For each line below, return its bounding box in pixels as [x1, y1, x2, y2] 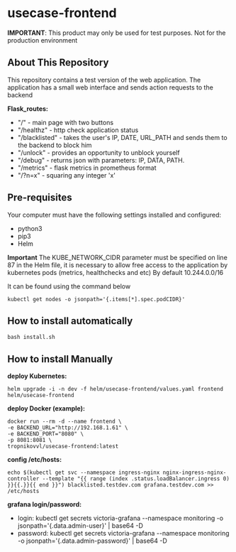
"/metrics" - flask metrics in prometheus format [17, 163, 157, 172]
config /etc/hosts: [7, 455, 62, 464]
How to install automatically [7, 315, 133, 327]
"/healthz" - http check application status [17, 126, 139, 134]
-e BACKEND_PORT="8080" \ [7, 431, 84, 438]
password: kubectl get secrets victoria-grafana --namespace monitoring [17, 529, 230, 538]
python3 [17, 224, 43, 232]
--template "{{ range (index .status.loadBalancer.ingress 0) [42, 475, 230, 482]
